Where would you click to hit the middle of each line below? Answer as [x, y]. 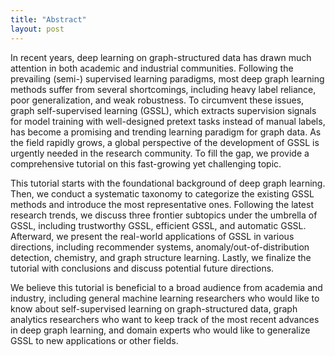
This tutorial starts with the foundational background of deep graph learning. [168, 183]
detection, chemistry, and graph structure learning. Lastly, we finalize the [161, 257]
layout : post [37, 29]
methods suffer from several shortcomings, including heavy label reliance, [163, 89]
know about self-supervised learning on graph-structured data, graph [154, 308]
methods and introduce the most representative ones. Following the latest [162, 204]
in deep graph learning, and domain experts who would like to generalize [160, 330]
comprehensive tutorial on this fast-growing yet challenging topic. [146, 163]
